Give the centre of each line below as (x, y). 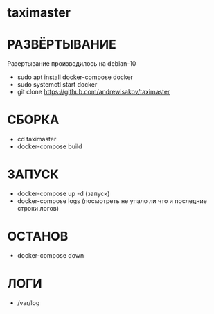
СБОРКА (33, 120)
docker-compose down (51, 255)
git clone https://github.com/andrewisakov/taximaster (93, 92)
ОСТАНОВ (38, 236)
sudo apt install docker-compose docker (75, 77)
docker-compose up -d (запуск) (63, 193)
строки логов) (38, 208)
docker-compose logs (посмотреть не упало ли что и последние (112, 201)
